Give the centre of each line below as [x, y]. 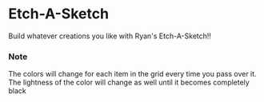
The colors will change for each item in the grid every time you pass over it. [133, 74]
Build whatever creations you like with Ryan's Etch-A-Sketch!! [110, 36]
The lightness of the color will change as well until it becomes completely [129, 82]
